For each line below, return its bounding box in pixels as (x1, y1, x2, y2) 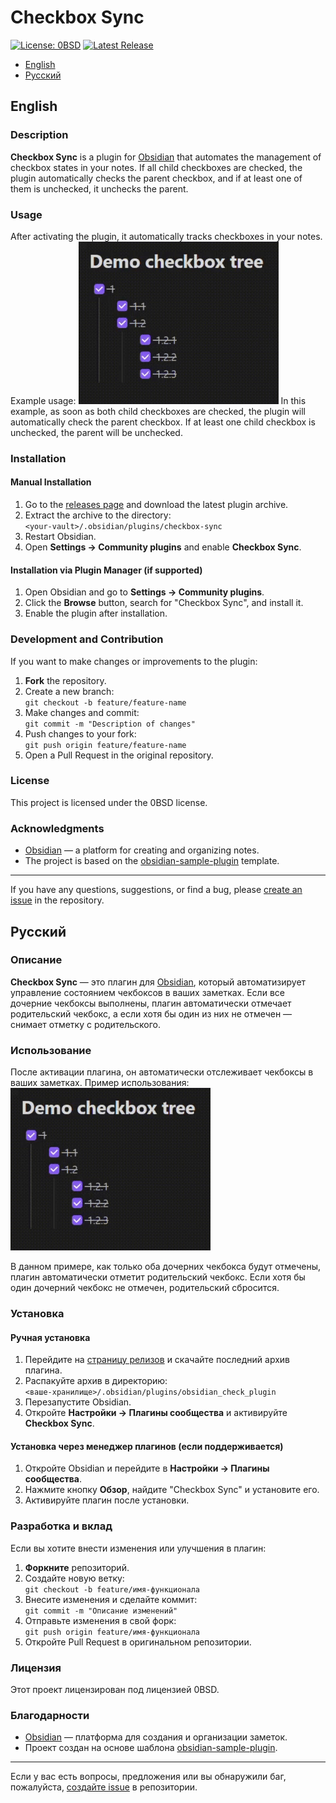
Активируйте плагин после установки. (24, 1494, 190, 1506)
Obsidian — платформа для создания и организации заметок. (24, 1731, 288, 1743)
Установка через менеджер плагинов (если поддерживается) (10, 1440, 284, 1452)
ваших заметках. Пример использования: (10, 1077, 190, 1089)
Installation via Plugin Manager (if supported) (10, 564, 203, 576)
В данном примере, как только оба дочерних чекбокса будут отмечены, (10, 1261, 321, 1273)
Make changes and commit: (24, 706, 140, 718)
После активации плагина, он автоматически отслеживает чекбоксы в (10, 1066, 314, 1078)
